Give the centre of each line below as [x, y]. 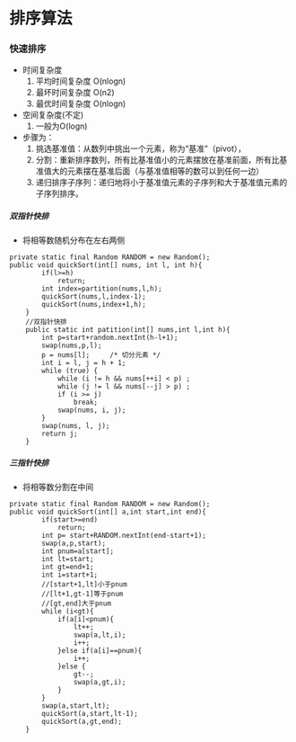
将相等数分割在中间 [58, 487]
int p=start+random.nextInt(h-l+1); [110, 338]
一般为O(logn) [61, 126]
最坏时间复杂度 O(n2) [75, 93]
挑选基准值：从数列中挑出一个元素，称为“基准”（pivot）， [141, 148]
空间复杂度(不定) [53, 115]
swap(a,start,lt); [76, 706]
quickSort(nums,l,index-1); [94, 297]
